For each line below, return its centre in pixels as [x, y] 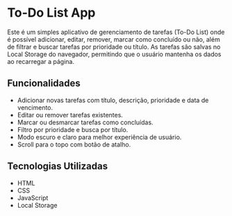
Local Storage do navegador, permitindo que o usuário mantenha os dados [114, 54]
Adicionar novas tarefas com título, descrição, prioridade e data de [113, 100]
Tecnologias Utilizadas [58, 166]
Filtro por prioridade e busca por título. [73, 129]
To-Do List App [51, 13]
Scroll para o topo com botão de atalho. [74, 144]
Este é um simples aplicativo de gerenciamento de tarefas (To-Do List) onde [116, 32]
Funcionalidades [44, 84]
